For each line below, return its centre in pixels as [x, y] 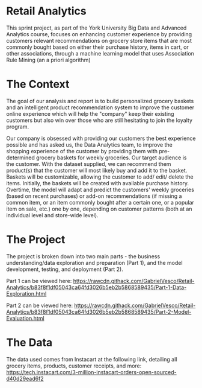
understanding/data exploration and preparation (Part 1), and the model [94, 262]
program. [18, 126]
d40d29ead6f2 [25, 378]
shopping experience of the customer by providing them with [82, 151]
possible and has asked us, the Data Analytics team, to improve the [89, 145]
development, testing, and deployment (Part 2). [65, 269]
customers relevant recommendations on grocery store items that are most [99, 40]
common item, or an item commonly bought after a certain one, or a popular [100, 202]
